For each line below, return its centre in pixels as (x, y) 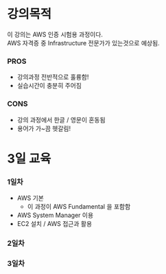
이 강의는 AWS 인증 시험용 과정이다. (55, 34)
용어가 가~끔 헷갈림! (44, 128)
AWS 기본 (31, 198)
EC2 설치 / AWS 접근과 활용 (55, 224)
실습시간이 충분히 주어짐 (49, 86)
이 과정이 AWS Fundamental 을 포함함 (79, 207)
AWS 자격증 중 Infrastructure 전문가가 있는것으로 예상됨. (83, 43)
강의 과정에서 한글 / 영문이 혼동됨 (61, 119)
